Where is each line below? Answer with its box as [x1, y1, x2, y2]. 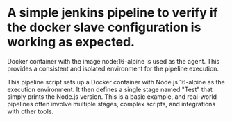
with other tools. [7, 107, 54, 115]
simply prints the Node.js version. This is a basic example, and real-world [7, 92, 217, 101]
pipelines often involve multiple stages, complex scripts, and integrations [7, 100, 216, 108]
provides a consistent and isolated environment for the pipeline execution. [7, 64, 219, 73]
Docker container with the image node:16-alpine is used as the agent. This [7, 57, 220, 65]
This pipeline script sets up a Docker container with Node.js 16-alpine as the [7, 77, 226, 86]
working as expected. [7, 35, 135, 50]
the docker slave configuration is [7, 19, 201, 35]
